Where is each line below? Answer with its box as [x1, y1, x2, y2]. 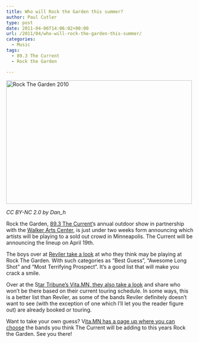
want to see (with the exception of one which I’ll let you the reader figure [6, 300, 184, 307]
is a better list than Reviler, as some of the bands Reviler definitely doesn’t [6, 293, 187, 300]
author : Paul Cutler [6, 14, 58, 20]
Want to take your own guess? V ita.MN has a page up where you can [6, 317, 175, 325]
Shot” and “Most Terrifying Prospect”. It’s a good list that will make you [6, 263, 179, 270]
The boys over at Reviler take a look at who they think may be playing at [6, 250, 182, 258]
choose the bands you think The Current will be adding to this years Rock [6, 324, 186, 331]
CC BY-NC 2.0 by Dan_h [6, 208, 67, 215]
